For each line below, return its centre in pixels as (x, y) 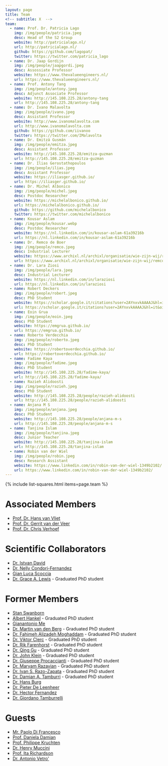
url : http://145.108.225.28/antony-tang (57, 103)
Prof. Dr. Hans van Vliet (36, 518)
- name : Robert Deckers (34, 289)
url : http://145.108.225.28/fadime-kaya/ (58, 377)
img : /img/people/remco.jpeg (44, 247)
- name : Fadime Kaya (31, 358)
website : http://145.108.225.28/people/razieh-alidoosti (75, 395)
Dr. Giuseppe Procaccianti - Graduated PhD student (65, 661)
